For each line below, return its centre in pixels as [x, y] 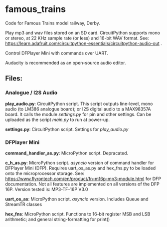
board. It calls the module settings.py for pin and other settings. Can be [78, 114]
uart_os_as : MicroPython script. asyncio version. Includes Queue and [77, 199]
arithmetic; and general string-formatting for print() [58, 219]
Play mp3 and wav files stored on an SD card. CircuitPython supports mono [83, 32]
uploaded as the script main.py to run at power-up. [58, 119]
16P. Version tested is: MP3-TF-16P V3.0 [47, 189]
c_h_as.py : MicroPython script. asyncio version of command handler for [80, 162]
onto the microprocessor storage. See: [45, 173]
